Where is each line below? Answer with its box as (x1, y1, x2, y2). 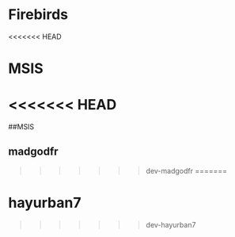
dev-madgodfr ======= (146, 166, 228, 175)
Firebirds (8, 6, 69, 24)
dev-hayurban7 (146, 220, 196, 229)
